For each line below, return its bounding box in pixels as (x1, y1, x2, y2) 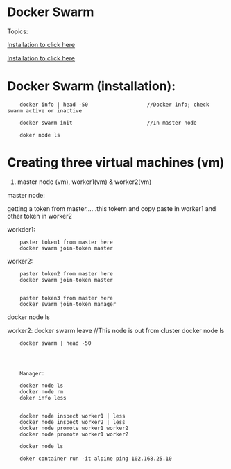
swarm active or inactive (7, 107, 82, 114)
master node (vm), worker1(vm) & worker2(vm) (17, 178, 152, 186)
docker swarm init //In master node (19, 119, 197, 126)
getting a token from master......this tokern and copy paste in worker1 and (7, 204, 216, 212)
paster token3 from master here (19, 294, 113, 302)
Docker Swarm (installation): (7, 78, 176, 94)
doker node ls (19, 131, 60, 139)
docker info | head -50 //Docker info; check (19, 101, 209, 108)
